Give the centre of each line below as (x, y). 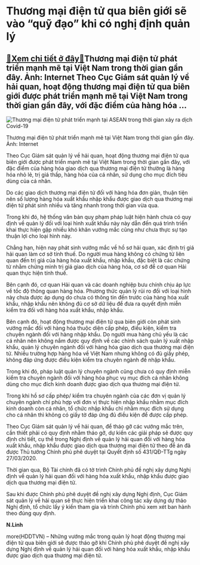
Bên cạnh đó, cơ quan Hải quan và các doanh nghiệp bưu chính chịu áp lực (99, 285)
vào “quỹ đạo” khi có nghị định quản (98, 24)
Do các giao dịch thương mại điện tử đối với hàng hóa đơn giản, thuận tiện (97, 192)
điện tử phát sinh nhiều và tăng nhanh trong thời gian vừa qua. (83, 205)
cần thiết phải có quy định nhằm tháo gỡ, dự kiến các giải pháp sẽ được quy (99, 433)
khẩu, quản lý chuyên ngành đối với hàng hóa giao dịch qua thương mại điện (100, 347)
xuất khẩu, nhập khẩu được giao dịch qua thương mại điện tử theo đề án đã (99, 445)
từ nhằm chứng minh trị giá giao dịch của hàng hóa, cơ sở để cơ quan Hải (96, 267)
